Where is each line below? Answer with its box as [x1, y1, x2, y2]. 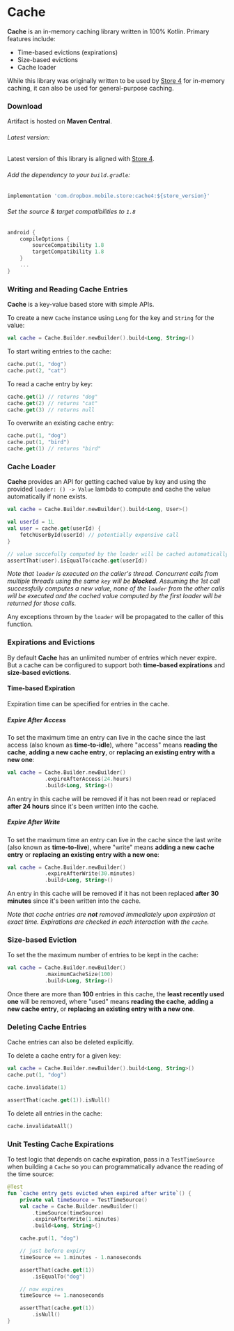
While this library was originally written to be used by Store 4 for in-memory [7, 76, 225, 84]
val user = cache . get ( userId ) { [7, 525, 101, 532]
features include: [7, 34, 56, 43]
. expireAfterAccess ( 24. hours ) [44, 775, 132, 782]
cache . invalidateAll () [7, 1123, 73, 1130]
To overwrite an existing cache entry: [7, 419, 114, 427]
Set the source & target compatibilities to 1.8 [7, 207, 136, 216]
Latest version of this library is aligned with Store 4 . [7, 155, 155, 163]
